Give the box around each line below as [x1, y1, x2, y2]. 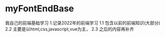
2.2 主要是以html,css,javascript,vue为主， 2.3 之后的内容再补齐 [5, 26, 134, 32]
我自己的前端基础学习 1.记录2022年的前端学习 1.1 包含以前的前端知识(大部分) [5, 20, 161, 26]
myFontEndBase [5, 3, 74, 14]
